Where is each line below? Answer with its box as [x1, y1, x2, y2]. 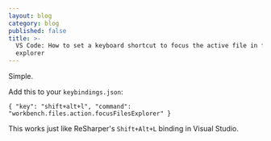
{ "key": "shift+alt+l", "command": [8, 102, 131, 110]
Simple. [8, 72, 34, 81]
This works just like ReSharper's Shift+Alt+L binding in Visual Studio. [8, 124, 240, 133]
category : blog [8, 19, 60, 27]
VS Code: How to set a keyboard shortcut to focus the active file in [15, 42, 258, 50]
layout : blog [8, 11, 52, 20]
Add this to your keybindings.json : [8, 87, 123, 97]
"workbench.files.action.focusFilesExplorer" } [8, 110, 172, 118]
